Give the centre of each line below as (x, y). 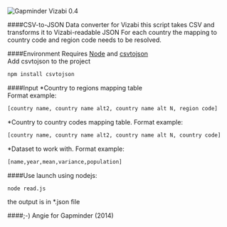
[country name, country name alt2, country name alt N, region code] (113, 108)
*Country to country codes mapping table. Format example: (95, 122)
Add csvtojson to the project (49, 61)
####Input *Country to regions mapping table (75, 88)
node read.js (27, 189)
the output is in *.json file (44, 202)
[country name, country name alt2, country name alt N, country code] (114, 135)
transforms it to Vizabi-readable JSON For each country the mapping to (112, 32)
